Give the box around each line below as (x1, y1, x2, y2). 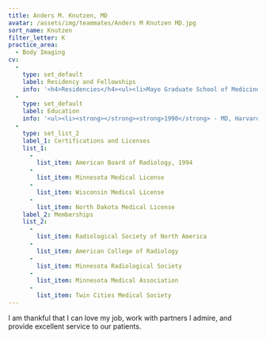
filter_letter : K (8, 33, 66, 42)
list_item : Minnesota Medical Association (36, 276, 179, 285)
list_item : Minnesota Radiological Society (36, 262, 182, 270)
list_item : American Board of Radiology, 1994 (36, 159, 193, 167)
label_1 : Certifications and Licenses (22, 136, 150, 145)
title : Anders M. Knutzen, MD (8, 11, 108, 20)
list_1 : (22, 144, 47, 152)
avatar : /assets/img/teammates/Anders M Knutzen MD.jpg (8, 19, 196, 27)
